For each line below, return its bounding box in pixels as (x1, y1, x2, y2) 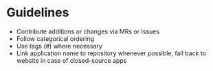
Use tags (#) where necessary (16, 42, 102, 50)
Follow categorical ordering (16, 34, 94, 42)
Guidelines (6, 5, 69, 20)
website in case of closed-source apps (16, 56, 127, 64)
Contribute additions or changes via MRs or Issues (16, 27, 159, 35)
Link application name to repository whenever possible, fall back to (16, 49, 207, 57)
